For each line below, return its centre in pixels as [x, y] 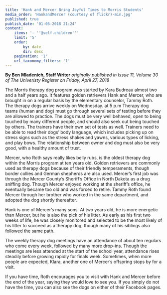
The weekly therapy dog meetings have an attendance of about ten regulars [83, 241]
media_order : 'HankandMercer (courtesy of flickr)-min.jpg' [69, 14]
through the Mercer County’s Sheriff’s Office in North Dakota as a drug [78, 179]
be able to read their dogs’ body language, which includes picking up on [79, 132]
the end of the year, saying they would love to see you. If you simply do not [82, 282]
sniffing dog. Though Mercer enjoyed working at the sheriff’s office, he [78, 184]
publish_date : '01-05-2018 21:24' [41, 24]
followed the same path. [30, 231]
